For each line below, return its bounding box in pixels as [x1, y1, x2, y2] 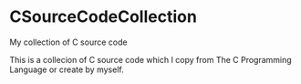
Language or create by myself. [9, 64, 125, 75]
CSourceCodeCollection [9, 6, 198, 27]
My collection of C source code [9, 37, 128, 47]
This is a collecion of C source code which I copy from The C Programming [9, 54, 292, 65]
